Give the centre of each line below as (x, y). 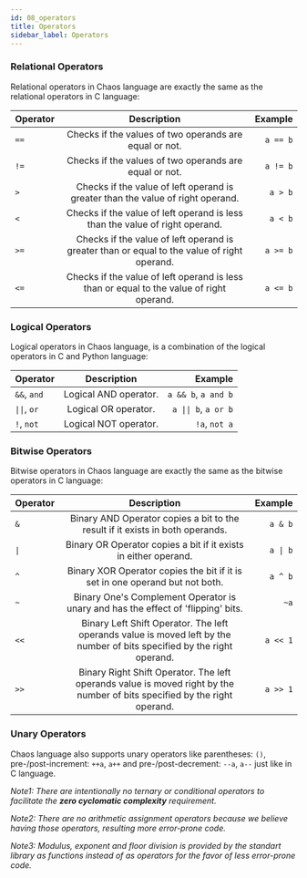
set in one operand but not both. (155, 583)
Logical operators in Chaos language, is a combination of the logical (138, 346)
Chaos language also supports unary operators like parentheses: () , (138, 754)
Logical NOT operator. (111, 423)
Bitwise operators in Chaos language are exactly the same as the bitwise (147, 471)
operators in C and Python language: (79, 356)
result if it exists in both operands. (155, 530)
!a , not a (214, 423)
